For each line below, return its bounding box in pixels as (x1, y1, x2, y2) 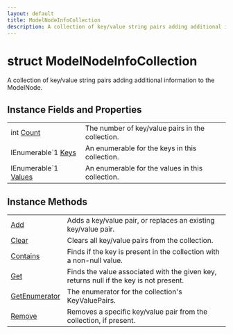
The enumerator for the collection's (67, 287, 182, 296)
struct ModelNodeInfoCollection (7, 53, 198, 69)
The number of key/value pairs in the (85, 123, 205, 133)
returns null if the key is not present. (67, 276, 184, 285)
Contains (10, 251, 40, 261)
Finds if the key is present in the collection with (67, 246, 220, 256)
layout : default (7, 10, 54, 17)
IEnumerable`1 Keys (10, 148, 76, 157)
